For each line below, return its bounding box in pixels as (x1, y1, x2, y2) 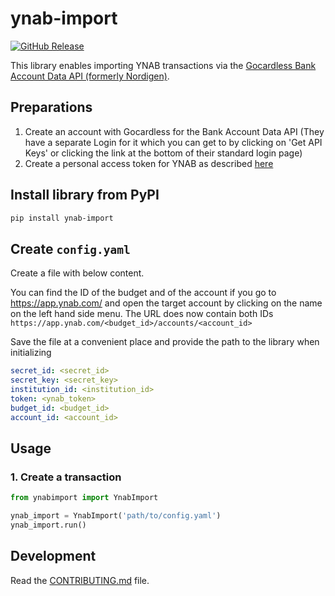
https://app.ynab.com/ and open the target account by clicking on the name (10, 297, 323, 309)
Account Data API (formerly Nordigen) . (10, 70, 170, 82)
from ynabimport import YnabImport (10, 493, 159, 503)
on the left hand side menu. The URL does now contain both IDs (10, 308, 274, 320)
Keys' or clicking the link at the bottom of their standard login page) (24, 147, 303, 159)
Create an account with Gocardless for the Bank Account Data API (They (24, 125, 325, 137)
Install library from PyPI (10, 187, 160, 204)
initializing (10, 347, 52, 359)
